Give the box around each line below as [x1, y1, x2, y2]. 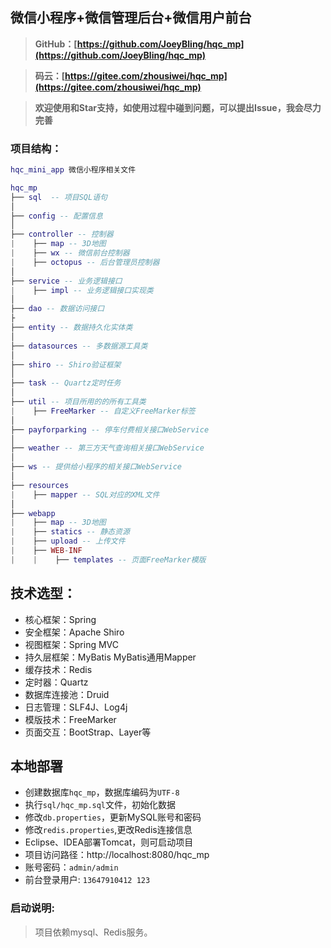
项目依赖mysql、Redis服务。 [34, 926, 153, 938]
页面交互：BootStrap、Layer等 [24, 726, 152, 738]
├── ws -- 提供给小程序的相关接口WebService [10, 462, 183, 472]
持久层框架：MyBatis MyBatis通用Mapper [24, 651, 197, 663]
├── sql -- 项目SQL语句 [10, 192, 108, 202]
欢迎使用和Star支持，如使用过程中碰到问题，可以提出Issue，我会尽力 [34, 101, 322, 113]
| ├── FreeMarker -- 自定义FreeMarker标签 [10, 406, 196, 416]
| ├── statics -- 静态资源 [10, 527, 130, 537]
